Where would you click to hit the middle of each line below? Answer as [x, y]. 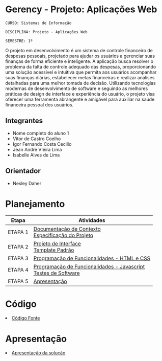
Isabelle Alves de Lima [36, 155]
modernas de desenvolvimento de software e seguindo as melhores [77, 88]
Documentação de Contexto [67, 229]
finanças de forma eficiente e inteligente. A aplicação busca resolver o [79, 61]
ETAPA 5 [18, 281]
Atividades [92, 220]
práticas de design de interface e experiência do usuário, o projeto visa [80, 94]
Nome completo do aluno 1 [41, 133]
